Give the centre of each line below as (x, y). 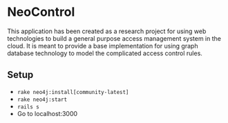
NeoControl (41, 12)
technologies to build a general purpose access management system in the (114, 38)
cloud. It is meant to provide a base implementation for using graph (103, 46)
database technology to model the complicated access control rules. (105, 53)
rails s (28, 107)
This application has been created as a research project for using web (107, 31)
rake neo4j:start (42, 100)
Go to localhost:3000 (47, 113)
